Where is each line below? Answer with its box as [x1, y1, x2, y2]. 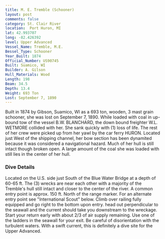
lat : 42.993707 [5, 30, 37, 35]
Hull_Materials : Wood [5, 72, 50, 77]
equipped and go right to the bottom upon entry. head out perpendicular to [5, 201, 159, 207]
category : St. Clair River [5, 21, 61, 26]
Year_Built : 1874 [5, 53, 41, 59]
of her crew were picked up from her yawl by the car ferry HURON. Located [5, 130, 161, 136]
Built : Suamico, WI [5, 63, 46, 68]
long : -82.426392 [5, 35, 41, 40]
